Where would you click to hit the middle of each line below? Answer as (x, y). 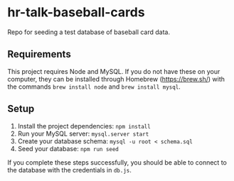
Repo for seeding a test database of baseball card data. (89, 32)
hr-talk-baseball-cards (76, 12)
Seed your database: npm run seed (68, 148)
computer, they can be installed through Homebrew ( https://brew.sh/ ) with (116, 79)
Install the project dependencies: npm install (84, 126)
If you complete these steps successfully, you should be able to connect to (117, 162)
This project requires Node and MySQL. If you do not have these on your (114, 71)
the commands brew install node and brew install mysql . (94, 87)
